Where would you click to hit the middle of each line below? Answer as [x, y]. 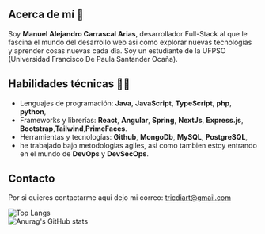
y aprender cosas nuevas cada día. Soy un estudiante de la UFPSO [117, 50]
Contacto [32, 179]
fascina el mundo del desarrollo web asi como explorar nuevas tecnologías [130, 42]
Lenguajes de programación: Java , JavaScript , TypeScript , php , [125, 103]
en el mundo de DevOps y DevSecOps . [84, 153]
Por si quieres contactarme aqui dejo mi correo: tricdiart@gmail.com [120, 198]
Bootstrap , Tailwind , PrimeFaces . [74, 129]
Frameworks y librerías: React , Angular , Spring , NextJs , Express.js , [131, 120]
